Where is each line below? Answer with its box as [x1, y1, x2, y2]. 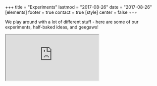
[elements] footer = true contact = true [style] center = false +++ [5, 9, 138, 15]
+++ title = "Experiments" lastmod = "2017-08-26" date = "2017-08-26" [5, 4, 153, 10]
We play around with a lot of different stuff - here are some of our [5, 19, 139, 25]
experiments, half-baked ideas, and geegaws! [5, 24, 99, 30]
